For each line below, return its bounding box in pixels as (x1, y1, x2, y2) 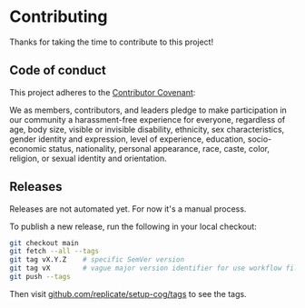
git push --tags (9, 273, 71, 282)
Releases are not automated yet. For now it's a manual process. (9, 203, 247, 214)
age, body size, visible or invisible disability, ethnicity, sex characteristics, (9, 124, 285, 134)
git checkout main (9, 238, 79, 247)
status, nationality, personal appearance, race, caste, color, (48, 143, 271, 154)
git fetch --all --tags (9, 247, 100, 256)
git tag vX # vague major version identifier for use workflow (9, 263, 282, 273)
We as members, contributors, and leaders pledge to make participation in (9, 104, 288, 115)
